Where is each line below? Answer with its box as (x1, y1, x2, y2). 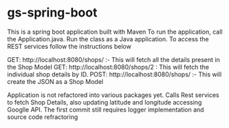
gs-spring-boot (7, 5, 98, 21)
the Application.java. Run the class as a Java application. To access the (7, 34, 209, 43)
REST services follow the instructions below (7, 42, 132, 50)
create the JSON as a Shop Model (7, 77, 104, 85)
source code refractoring (7, 112, 78, 121)
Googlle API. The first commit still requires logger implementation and (7, 105, 204, 114)
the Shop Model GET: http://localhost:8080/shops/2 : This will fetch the (7, 63, 210, 71)
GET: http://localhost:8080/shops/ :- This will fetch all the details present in (7, 55, 220, 63)
